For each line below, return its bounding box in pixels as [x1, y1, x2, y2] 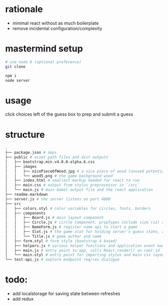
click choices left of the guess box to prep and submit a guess [5, 111, 133, 117]
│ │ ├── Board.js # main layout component [5, 215, 104, 220]
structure [5, 129, 45, 140]
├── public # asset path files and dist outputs [5, 155, 108, 160]
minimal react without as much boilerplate [12, 20, 99, 26]
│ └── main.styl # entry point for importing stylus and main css [5, 252, 151, 257]
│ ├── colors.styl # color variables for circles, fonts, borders [5, 206, 151, 211]
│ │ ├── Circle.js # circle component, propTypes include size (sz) [5, 220, 160, 225]
